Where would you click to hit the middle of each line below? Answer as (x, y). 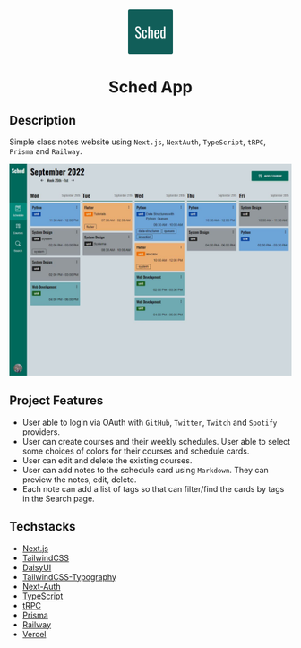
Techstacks (43, 527)
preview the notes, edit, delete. (79, 480)
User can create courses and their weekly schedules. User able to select (156, 441)
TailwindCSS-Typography (69, 576)
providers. (41, 432)
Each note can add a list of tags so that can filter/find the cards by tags (153, 488)
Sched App (150, 87)
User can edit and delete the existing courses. (107, 460)
